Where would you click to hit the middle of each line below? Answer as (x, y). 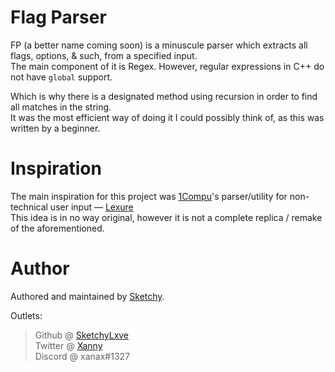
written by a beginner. (55, 128)
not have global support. (61, 77)
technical (29, 207)
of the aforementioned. (57, 228)
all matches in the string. (61, 107)
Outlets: (26, 315)
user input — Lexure (91, 207)
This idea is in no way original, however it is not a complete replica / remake (166, 217)
